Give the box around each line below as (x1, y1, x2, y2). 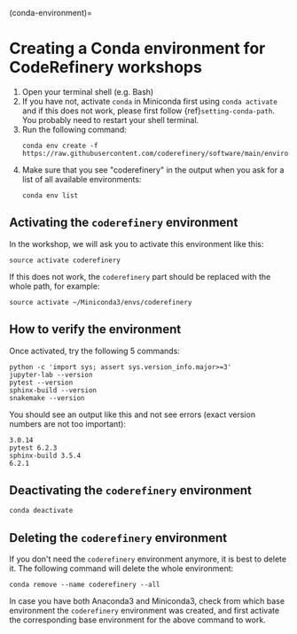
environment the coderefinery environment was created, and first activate (9, 606, 280, 616)
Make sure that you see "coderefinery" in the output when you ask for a (21, 164, 285, 175)
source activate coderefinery (9, 256, 121, 265)
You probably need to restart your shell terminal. (21, 114, 199, 125)
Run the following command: (21, 124, 127, 135)
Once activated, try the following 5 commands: (9, 345, 180, 356)
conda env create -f (21, 141, 98, 150)
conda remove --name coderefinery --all (9, 580, 161, 590)
